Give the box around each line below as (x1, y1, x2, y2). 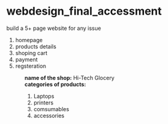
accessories (33, 112, 64, 119)
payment (15, 56, 38, 63)
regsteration (15, 62, 47, 70)
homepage (15, 36, 43, 43)
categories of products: (24, 81, 86, 88)
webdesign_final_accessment (6, 4, 162, 18)
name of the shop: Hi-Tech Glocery (24, 74, 115, 81)
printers (33, 99, 54, 106)
